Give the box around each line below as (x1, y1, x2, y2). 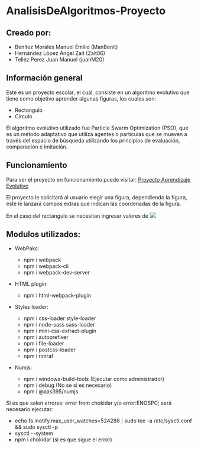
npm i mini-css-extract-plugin (23, 327, 96, 335)
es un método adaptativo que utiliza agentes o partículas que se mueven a (6, 130, 187, 137)
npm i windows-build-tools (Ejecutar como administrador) (23, 376, 164, 383)
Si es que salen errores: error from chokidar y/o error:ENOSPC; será (6, 399, 172, 406)
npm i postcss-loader (23, 346, 76, 353)
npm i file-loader (23, 340, 64, 347)
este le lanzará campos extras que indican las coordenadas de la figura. (6, 200, 181, 207)
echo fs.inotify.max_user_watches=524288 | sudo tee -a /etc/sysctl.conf (14, 417, 192, 424)
